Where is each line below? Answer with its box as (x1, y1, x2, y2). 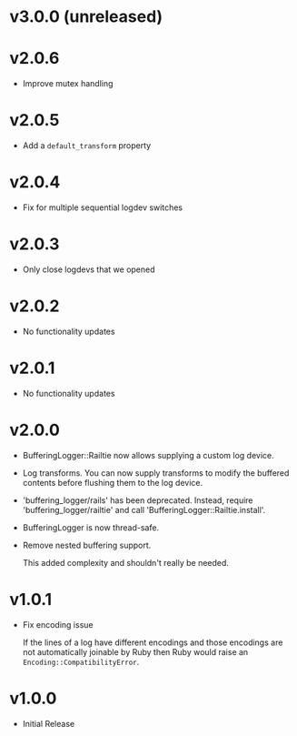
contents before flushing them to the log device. (22, 477, 203, 488)
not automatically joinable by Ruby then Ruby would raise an (22, 646, 249, 657)
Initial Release (22, 718, 75, 729)
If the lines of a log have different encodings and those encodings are (22, 637, 283, 648)
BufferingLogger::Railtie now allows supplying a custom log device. (22, 449, 274, 460)
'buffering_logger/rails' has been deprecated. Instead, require (22, 494, 253, 506)
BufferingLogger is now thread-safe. (22, 521, 160, 533)
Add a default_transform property (22, 140, 152, 151)
